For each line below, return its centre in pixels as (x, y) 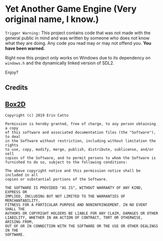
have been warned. (25, 48)
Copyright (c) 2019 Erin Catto (37, 115)
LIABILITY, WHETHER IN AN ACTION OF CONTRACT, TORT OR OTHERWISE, (74, 218)
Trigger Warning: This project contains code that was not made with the (78, 33)
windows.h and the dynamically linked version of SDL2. (60, 63)
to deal (13, 137)
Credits (17, 88)
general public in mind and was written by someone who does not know (77, 38)
